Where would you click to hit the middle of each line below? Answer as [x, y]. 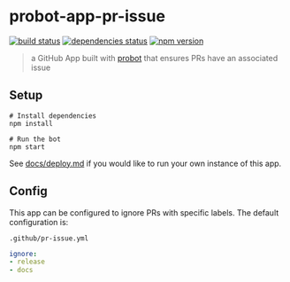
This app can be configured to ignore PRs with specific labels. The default [144, 212]
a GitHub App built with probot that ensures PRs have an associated [154, 58]
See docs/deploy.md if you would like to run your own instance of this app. [145, 163]
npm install [31, 123]
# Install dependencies [53, 116]
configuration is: [39, 222]
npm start [27, 147]
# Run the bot [35, 139]
